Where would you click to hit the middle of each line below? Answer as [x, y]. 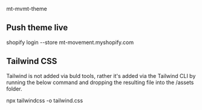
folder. [14, 89]
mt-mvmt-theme [27, 9]
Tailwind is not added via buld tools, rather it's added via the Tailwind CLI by [101, 76]
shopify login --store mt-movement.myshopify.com [70, 42]
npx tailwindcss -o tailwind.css [45, 100]
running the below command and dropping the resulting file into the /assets [100, 82]
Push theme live [37, 27]
